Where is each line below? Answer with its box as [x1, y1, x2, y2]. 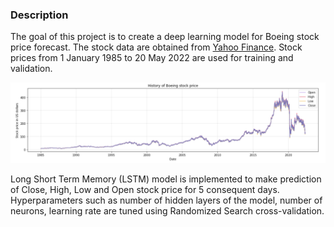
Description [10, 8, 69, 22]
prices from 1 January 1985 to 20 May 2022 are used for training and [10, 52, 294, 64]
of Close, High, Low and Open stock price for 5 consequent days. [10, 183, 280, 195]
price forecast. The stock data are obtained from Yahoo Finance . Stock [10, 41, 303, 53]
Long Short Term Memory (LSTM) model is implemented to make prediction [10, 173, 322, 185]
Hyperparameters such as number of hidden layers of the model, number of [10, 194, 323, 206]
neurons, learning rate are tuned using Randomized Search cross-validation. [10, 204, 325, 217]
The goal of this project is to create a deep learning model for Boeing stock [10, 31, 320, 43]
